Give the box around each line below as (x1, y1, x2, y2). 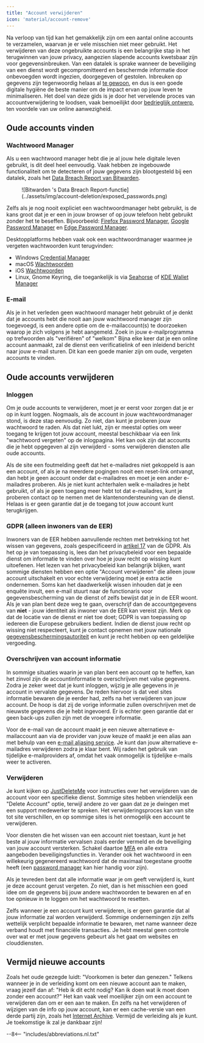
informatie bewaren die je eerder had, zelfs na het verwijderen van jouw (6, 694, 187, 701)
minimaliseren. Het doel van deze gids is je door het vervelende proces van (6, 92, 195, 99)
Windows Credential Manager (15, 254, 90, 262)
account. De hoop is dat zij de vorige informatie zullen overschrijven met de (6, 701, 196, 708)
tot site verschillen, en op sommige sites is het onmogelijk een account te (6, 813, 191, 820)
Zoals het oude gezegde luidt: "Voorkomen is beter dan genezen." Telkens (6, 973, 193, 980)
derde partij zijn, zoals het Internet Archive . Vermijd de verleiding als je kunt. (6, 1012, 198, 1019)
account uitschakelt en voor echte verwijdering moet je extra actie (6, 575, 172, 582)
